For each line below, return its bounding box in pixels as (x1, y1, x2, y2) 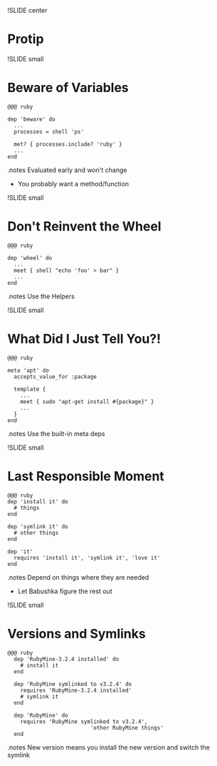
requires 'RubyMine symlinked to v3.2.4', (20, 717, 148, 725)
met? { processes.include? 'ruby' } (14, 141, 122, 148)
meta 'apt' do (7, 367, 50, 374)
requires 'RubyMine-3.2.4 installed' (20, 687, 132, 694)
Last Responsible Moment (7, 468, 165, 484)
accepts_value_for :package (14, 373, 97, 381)
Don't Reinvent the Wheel (7, 218, 162, 235)
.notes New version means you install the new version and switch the (7, 742, 210, 752)
